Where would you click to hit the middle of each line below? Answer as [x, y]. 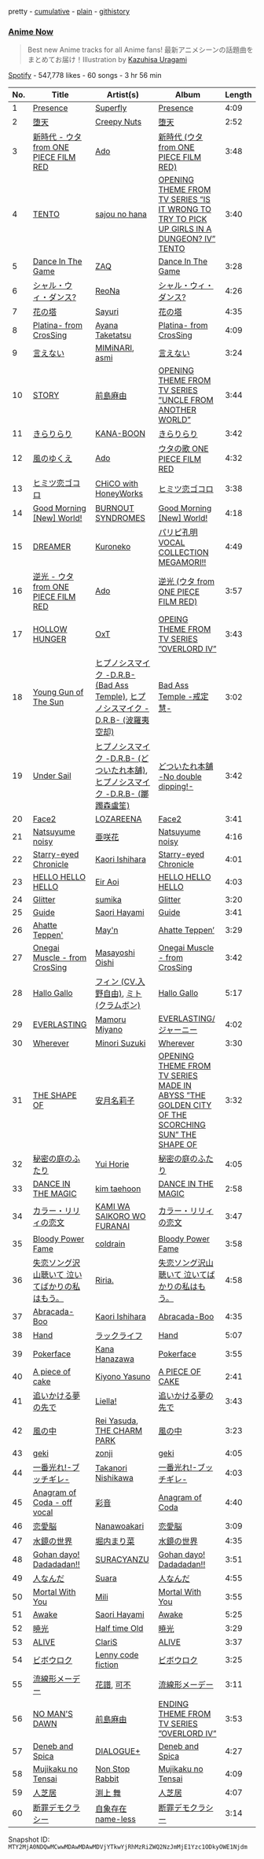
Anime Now [31, 31]
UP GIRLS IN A [185, 229]
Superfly [111, 108]
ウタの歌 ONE [183, 449]
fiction [107, 1665]
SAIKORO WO [121, 1216]
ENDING [174, 1704]
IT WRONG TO [185, 209]
